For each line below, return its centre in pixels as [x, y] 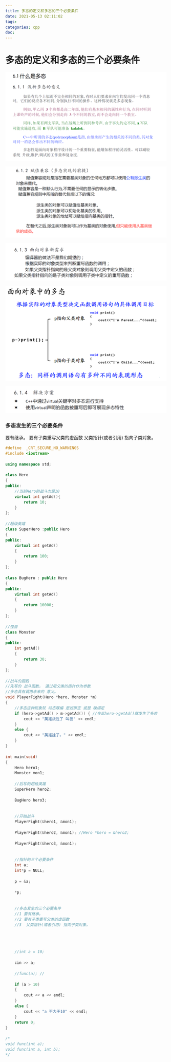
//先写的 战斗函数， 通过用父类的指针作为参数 [48, 686]
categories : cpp [23, 27]
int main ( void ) [22, 757]
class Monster [20, 632]
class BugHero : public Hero [36, 578]
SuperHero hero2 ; [33, 789]
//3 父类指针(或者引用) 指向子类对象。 [52, 925]
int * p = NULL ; [29, 871]
